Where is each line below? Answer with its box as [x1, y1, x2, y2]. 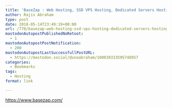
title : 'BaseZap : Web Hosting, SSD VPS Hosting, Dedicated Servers [5, 7, 155, 13]
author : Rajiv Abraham [5, 12, 54, 17]
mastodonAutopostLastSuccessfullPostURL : [5, 50, 95, 55]
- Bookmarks [10, 64, 36, 69]
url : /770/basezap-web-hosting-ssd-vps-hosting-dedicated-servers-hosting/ [5, 26, 170, 32]
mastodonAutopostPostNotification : [5, 41, 81, 46]
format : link [5, 78, 33, 84]
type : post [5, 17, 29, 22]
